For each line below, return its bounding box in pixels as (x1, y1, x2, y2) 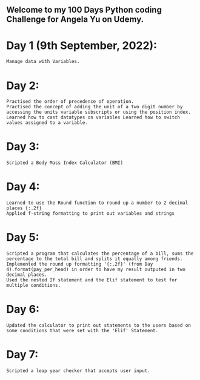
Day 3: (6, 140, 39, 154)
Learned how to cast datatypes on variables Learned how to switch (6, 114, 181, 120)
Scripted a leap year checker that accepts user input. (6, 367, 150, 374)
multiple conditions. (6, 283, 61, 289)
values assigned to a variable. (6, 120, 88, 126)
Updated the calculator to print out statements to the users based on (6, 323, 191, 329)
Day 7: (6, 348, 39, 362)
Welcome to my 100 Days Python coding (6, 5, 162, 15)
